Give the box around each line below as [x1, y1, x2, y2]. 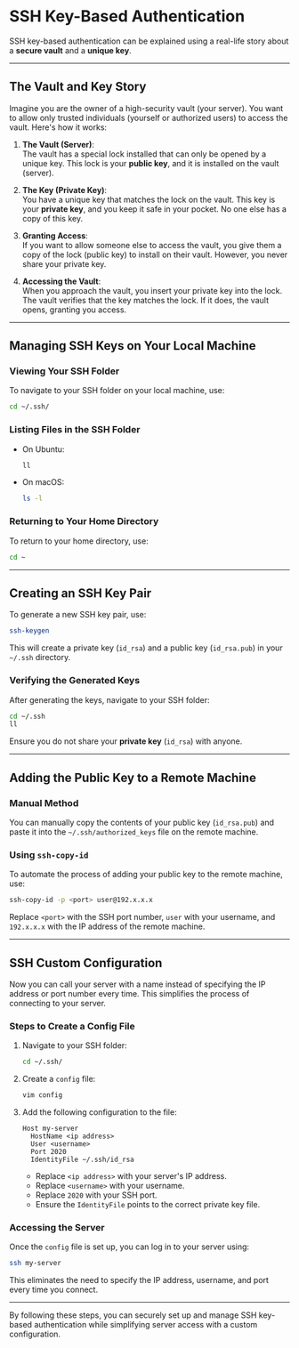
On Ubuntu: [21, 443, 65, 455]
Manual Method [9, 796, 79, 809]
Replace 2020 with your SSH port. [35, 1190, 158, 1200]
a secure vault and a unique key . [9, 44, 132, 55]
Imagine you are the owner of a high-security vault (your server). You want [9, 102, 284, 113]
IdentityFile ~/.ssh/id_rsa [30, 1155, 135, 1164]
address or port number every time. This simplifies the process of [9, 988, 250, 998]
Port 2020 [30, 1147, 67, 1156]
